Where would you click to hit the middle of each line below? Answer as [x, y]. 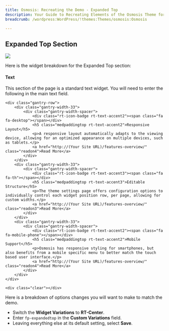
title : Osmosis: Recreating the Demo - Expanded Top [62, 10]
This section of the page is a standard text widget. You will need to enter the [84, 88]
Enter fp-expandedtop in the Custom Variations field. [67, 318]
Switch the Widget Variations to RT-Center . [58, 312]
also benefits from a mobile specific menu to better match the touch [81, 253]
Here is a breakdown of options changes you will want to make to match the [84, 297]
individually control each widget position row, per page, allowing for [83, 195]
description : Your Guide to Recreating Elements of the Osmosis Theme [81, 15]
